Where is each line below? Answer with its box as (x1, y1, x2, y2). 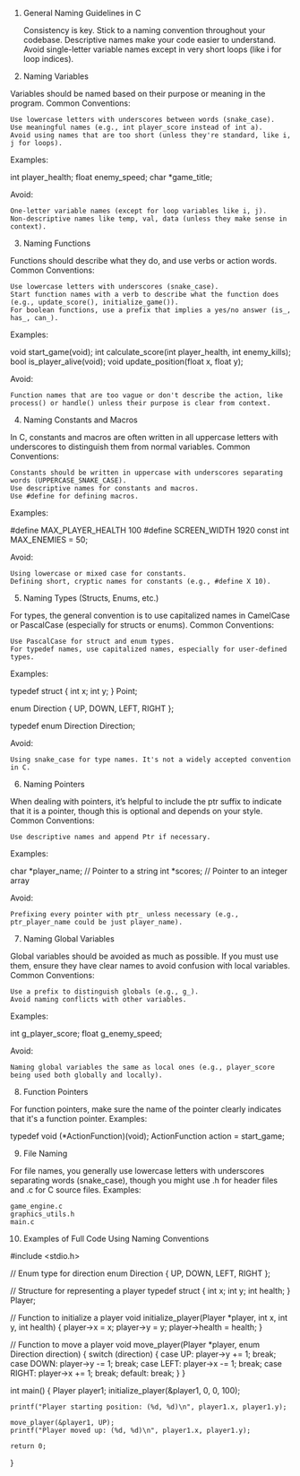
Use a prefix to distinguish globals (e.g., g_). (10, 987, 200, 996)
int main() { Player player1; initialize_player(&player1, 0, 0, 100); (10, 1385, 241, 1395)
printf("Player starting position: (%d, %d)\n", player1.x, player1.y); (10, 1402, 287, 1411)
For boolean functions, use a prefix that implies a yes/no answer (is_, (10, 306, 292, 315)
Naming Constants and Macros (22, 414, 138, 425)
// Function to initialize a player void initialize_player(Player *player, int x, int (10, 1313, 287, 1323)
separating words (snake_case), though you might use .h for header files (10, 1175, 279, 1185)
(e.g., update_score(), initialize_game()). (10, 298, 179, 307)
